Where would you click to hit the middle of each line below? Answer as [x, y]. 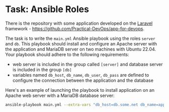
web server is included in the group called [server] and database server [88, 64]
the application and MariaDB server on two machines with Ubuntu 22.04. [80, 49]
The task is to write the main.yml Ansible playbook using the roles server [80, 38]
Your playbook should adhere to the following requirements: [67, 54]
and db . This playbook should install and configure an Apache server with [81, 43]
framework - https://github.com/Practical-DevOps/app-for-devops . [75, 28]
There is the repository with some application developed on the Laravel [79, 23]
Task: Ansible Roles [47, 9]
